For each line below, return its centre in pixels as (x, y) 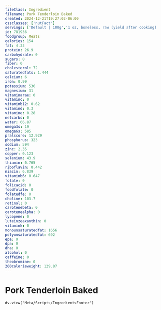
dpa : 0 (12, 244)
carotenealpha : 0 (22, 212)
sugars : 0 (15, 59)
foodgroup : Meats (22, 37)
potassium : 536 (20, 86)
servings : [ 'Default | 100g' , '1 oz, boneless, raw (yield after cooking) (81, 28)
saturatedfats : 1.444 (27, 73)
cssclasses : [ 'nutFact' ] (30, 23)
